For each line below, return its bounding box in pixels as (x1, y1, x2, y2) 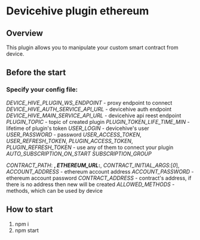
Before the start (6, 68, 66, 78)
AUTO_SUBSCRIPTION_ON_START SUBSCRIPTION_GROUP (6, 150, 152, 157)
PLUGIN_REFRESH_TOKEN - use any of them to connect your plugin (6, 144, 174, 151)
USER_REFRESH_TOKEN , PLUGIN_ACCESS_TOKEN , (6, 137, 133, 144)
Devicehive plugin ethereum (6, 4, 149, 18)
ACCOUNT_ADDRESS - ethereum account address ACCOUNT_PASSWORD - (6, 168, 194, 175)
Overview (6, 28, 44, 38)
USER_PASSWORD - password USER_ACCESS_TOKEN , (6, 130, 142, 138)
